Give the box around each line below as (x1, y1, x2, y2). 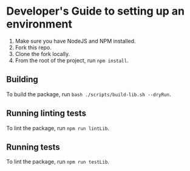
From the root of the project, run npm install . (15, 57, 129, 64)
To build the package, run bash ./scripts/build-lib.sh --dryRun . (6, 90, 171, 98)
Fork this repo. (15, 44, 52, 51)
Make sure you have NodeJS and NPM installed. (15, 37, 136, 44)
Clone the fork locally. (15, 50, 70, 57)
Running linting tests (6, 108, 87, 119)
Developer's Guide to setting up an (6, 4, 185, 18)
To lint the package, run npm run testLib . (6, 158, 109, 166)
